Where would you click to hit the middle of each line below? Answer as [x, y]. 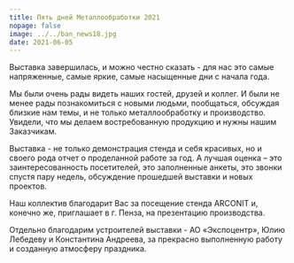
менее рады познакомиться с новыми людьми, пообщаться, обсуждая [144, 104]
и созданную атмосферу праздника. [78, 249]
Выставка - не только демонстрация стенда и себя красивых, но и [136, 149]
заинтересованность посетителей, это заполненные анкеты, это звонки [146, 167]
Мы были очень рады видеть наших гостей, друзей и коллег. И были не [145, 94]
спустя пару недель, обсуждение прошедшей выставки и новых [131, 177]
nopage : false [35, 26]
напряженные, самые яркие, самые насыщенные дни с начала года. [139, 77]
